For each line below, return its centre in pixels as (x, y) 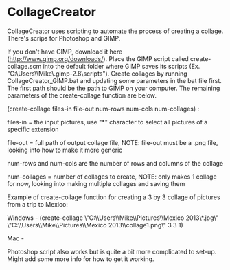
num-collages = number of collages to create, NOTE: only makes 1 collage (112, 177)
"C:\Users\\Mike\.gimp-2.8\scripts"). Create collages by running (97, 74)
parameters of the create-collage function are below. (82, 95)
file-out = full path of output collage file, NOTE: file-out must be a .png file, (113, 142)
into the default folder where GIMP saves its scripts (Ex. (122, 66)
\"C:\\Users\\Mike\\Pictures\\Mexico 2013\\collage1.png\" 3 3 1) (95, 225)
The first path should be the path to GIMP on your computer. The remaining (114, 88)
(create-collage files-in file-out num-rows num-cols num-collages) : (103, 109)
